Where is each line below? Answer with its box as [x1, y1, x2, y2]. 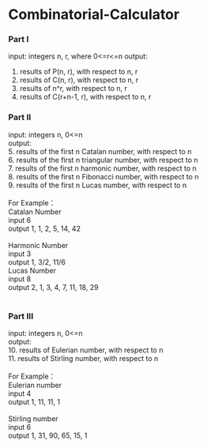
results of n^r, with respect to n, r [19, 84, 128, 93]
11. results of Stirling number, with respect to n [8, 354, 159, 363]
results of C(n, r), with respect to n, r [19, 75, 139, 85]
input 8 [8, 274, 32, 284]
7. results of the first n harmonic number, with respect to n [8, 164, 198, 173]
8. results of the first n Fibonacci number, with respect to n [8, 171, 199, 181]
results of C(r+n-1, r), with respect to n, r [19, 92, 152, 102]
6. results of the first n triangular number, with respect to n [8, 155, 199, 164]
